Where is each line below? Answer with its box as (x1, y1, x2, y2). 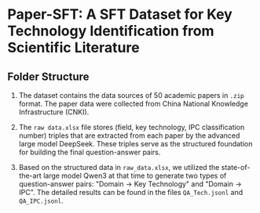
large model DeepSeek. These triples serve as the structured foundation (18, 139, 253, 148)
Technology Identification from (7, 22, 214, 40)
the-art (18, 171, 42, 180)
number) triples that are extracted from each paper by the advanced (18, 131, 240, 140)
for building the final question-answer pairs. (18, 147, 161, 157)
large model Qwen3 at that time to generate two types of (43, 171, 227, 180)
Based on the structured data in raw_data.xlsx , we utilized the (18, 163, 220, 171)
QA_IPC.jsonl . (18, 196, 64, 205)
